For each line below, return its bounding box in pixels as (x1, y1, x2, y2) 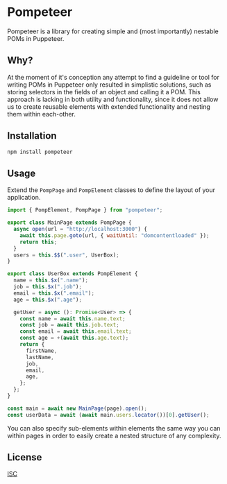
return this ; (19, 239, 58, 245)
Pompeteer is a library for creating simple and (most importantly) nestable (7, 27, 219, 35)
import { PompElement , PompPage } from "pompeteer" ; (7, 207, 163, 214)
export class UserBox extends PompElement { (7, 270, 138, 277)
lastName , (25, 354, 54, 361)
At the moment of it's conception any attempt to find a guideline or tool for (7, 73, 220, 81)
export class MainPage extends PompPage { (7, 219, 132, 226)
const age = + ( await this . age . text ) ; (19, 334, 129, 342)
